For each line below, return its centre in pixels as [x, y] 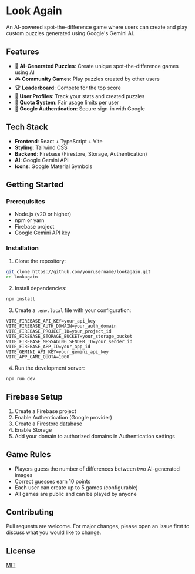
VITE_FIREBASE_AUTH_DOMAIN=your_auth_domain [61, 326]
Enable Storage [33, 429]
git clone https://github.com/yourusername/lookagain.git [78, 271]
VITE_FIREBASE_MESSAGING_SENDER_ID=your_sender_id [69, 342]
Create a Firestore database [48, 424]
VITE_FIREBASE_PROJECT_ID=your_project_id [59, 331]
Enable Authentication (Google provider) [63, 417]
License [21, 551]
